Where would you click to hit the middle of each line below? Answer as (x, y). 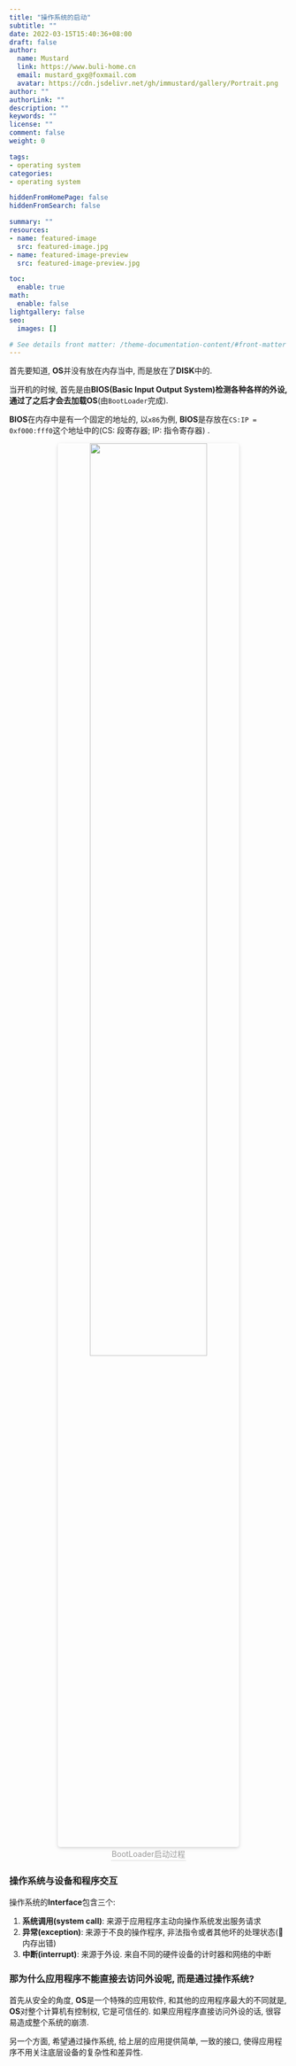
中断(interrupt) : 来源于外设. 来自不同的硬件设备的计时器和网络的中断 (147, 1953)
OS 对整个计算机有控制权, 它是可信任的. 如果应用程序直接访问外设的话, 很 (141, 2011)
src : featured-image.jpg (63, 246)
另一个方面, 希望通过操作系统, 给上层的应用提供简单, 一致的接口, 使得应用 (142, 2041)
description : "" (39, 108)
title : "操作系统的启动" (50, 17)
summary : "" (31, 222)
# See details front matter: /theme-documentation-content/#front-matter (148, 345)
